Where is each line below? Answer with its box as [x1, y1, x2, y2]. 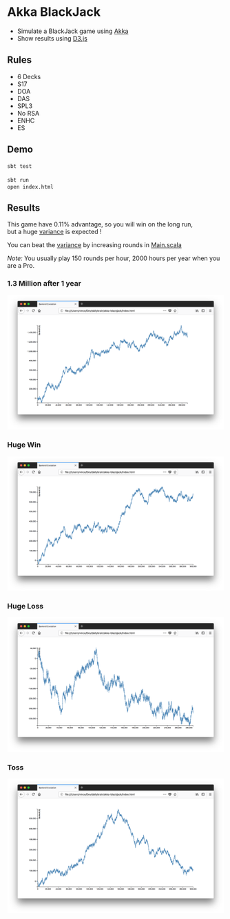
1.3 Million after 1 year [7, 279, 81, 288]
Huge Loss [7, 601, 43, 611]
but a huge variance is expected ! [7, 228, 102, 236]
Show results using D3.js [17, 34, 87, 42]
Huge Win [7, 440, 41, 450]
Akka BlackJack [7, 4, 101, 20]
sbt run [7, 176, 30, 183]
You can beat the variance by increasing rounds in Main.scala [7, 241, 182, 249]
